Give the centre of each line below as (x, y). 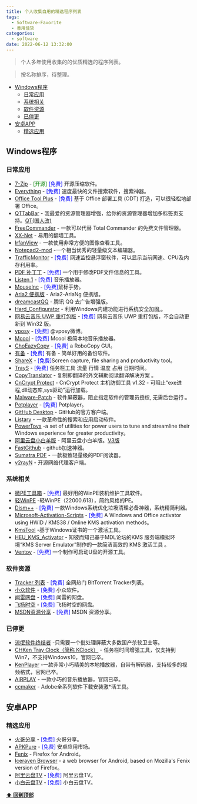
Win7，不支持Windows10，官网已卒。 (61, 657)
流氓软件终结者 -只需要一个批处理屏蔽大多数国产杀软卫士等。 (89, 643)
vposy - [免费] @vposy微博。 (50, 331)
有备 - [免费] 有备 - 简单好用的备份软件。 (64, 353)
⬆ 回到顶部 (20, 795)
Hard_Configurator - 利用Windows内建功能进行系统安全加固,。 (90, 309)
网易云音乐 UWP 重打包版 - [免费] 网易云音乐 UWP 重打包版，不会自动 (99, 316)
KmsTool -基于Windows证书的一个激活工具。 (69, 530)
